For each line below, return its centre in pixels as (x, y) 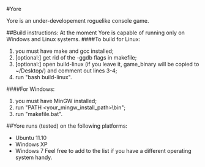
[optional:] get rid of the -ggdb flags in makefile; (76, 57)
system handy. (34, 157)
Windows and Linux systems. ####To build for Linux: (73, 39)
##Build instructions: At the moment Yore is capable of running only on (96, 33)
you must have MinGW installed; (56, 101)
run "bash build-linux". (43, 77)
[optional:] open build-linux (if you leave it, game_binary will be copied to (107, 64)
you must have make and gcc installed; (65, 51)
